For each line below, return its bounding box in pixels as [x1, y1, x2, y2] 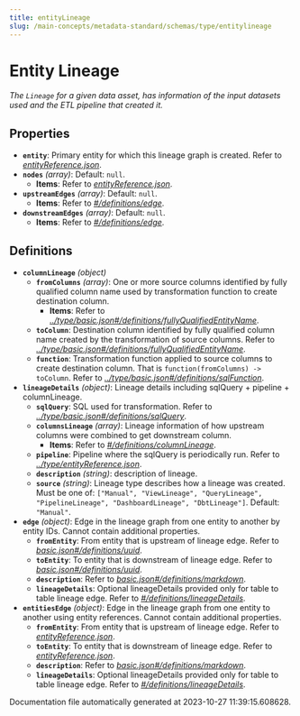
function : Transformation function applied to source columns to [35, 353, 273, 364]
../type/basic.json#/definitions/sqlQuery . [35, 411, 187, 422]
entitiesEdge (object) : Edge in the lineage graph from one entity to [22, 602, 270, 613]
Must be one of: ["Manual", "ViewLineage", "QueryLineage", [35, 488, 263, 499]
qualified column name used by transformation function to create [35, 286, 277, 298]
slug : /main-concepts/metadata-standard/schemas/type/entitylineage [9, 22, 272, 31]
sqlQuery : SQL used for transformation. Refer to [35, 401, 213, 412]
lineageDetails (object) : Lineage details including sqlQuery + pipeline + [22, 382, 290, 393]
